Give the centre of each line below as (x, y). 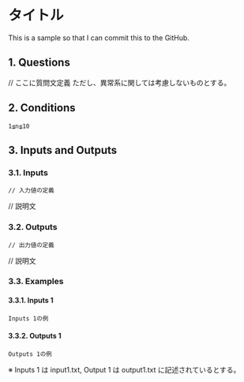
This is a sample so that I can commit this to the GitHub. (99, 37)
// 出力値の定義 (31, 245)
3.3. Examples (36, 282)
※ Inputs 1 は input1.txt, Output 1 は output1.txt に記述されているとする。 (124, 369)
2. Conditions (42, 108)
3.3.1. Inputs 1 (31, 301)
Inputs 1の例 (28, 318)
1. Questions (39, 63)
